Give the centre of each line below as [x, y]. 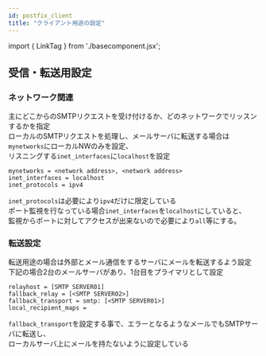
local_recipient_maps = [48, 308]
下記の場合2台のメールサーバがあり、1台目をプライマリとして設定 [116, 272]
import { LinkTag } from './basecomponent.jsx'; [85, 45]
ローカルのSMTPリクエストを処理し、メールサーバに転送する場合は [119, 136]
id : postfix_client [40, 16]
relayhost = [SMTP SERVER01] [56, 288]
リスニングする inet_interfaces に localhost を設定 [89, 156]
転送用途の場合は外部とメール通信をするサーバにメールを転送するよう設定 [130, 262]
